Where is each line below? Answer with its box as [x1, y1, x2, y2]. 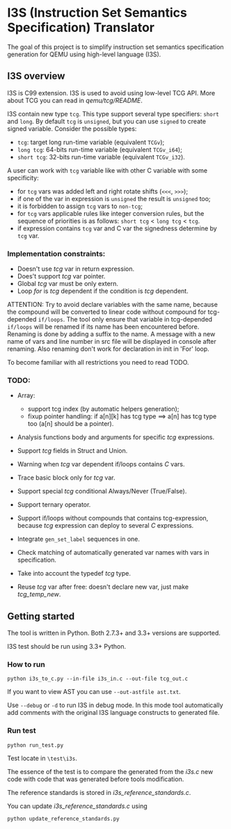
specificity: [7, 173, 40, 182]
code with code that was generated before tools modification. [7, 775, 184, 783]
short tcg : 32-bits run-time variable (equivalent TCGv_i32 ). [17, 152, 186, 161]
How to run [7, 660, 45, 670]
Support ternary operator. [17, 500, 91, 509]
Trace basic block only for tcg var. [17, 473, 115, 482]
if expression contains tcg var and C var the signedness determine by [17, 224, 217, 232]
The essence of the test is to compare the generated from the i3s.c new [7, 767, 214, 775]
